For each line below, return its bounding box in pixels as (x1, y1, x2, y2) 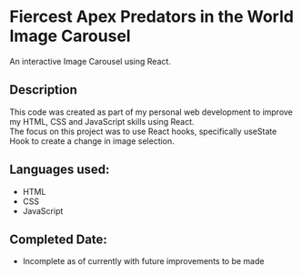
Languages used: (9, 162, 110, 178)
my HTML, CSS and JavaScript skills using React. (9, 116, 195, 127)
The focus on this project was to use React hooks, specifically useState (9, 126, 277, 137)
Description (9, 82, 77, 97)
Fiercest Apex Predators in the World (9, 6, 294, 27)
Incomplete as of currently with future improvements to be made (22, 256, 265, 267)
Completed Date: (9, 231, 107, 247)
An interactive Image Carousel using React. (9, 56, 171, 66)
